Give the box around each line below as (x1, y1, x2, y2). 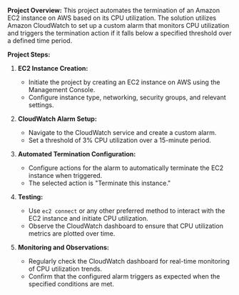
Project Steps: (7, 50, 51, 59)
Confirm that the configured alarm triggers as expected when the (28, 272, 220, 281)
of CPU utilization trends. (28, 264, 102, 273)
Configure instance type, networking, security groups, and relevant (28, 93, 226, 101)
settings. (28, 101, 54, 109)
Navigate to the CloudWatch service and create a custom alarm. (28, 129, 217, 136)
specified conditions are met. (28, 280, 114, 288)
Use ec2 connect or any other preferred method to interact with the (28, 206, 225, 215)
